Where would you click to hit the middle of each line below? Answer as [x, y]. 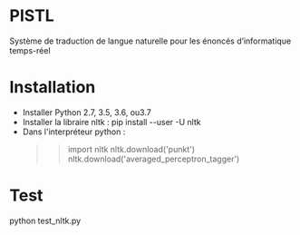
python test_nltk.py [45, 220]
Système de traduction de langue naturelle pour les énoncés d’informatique [150, 41]
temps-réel [30, 50]
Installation [53, 88]
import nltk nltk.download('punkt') [131, 149]
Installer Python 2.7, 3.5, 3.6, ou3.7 [87, 112]
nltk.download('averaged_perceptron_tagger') [154, 159]
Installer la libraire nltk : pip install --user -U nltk [111, 122]
